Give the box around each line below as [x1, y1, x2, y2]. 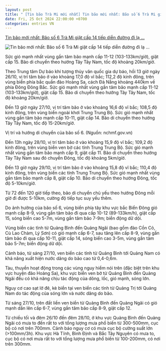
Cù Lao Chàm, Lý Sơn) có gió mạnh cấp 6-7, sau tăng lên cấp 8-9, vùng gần [5, 230, 160, 236]
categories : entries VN [5, 21, 54, 26]
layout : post [5, 7, 32, 12]
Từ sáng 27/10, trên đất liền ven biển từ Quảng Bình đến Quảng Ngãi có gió [5, 300, 158, 306]
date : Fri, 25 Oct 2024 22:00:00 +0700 [5, 16, 87, 21]
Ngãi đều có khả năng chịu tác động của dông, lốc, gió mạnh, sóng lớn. [5, 275, 151, 282]
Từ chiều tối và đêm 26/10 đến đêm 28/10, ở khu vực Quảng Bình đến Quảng [5, 315, 161, 321]
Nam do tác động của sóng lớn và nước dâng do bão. [5, 290, 114, 297]
